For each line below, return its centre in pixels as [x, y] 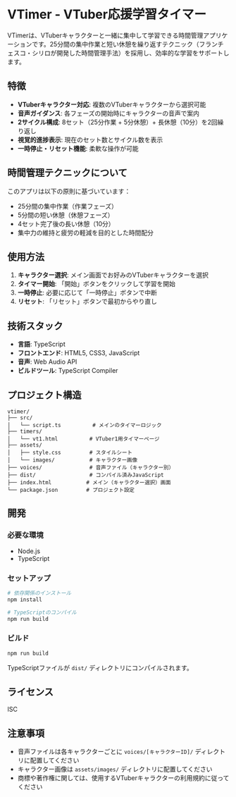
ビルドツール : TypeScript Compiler [68, 371]
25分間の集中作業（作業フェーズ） [67, 206]
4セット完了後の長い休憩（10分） [66, 223]
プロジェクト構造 [44, 395]
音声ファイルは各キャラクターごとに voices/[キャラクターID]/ [105, 752]
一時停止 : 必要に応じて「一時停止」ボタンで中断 [87, 292]
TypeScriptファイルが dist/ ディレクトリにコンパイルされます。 [100, 667]
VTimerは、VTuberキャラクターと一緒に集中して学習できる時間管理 [105, 35]
